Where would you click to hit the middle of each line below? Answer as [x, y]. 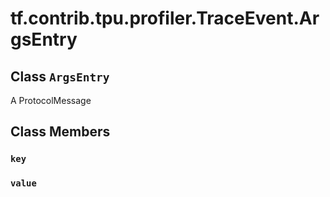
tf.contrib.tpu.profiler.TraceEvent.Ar [165, 18]
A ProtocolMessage [51, 100]
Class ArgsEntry [60, 76]
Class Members [60, 132]
